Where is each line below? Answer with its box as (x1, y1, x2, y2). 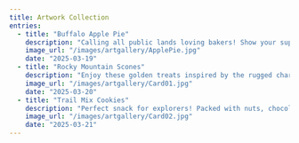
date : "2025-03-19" (25, 54, 98, 63)
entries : (9, 21, 42, 30)
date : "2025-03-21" (25, 121, 98, 130)
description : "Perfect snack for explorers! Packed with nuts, (25, 104, 265, 113)
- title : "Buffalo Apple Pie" (17, 29, 129, 38)
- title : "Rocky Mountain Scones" (17, 63, 145, 72)
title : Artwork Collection (9, 12, 109, 22)
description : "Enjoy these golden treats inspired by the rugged (25, 71, 273, 80)
